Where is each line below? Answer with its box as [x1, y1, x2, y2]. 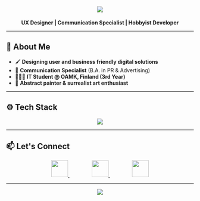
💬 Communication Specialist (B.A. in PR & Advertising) [14, 66, 151, 74]
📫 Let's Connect [6, 141, 70, 151]
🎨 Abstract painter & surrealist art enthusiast [14, 79, 129, 86]
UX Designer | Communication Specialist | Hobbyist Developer [21, 18, 179, 26]
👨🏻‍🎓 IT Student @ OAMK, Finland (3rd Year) [14, 73, 126, 80]
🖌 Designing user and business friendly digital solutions [14, 58, 159, 65]
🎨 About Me [6, 42, 51, 52]
